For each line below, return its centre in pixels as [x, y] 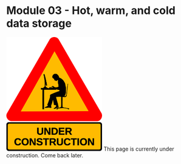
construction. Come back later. [45, 155]
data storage [39, 23]
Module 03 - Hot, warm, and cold [91, 11]
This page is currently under [139, 149]
